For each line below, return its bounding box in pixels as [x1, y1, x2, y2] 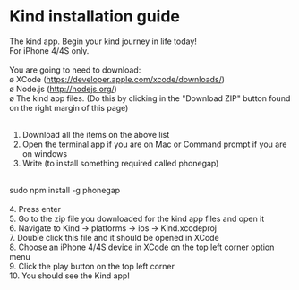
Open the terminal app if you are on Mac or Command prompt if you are [21, 139, 287, 149]
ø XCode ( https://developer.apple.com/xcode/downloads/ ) [9, 73, 226, 84]
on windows [21, 148, 68, 158]
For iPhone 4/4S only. [9, 45, 90, 55]
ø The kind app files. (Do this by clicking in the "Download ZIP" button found [9, 92, 291, 104]
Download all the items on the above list [21, 129, 170, 140]
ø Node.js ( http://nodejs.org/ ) [9, 83, 118, 94]
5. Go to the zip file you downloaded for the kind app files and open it [9, 213, 265, 224]
